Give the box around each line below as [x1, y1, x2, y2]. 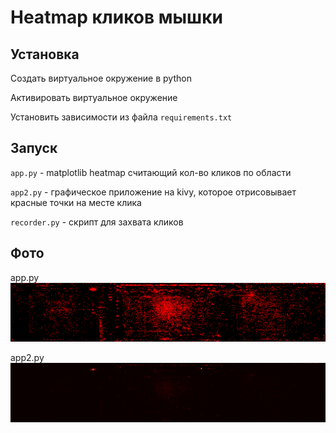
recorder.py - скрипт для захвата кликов [10, 216, 184, 228]
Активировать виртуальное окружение [10, 92, 178, 103]
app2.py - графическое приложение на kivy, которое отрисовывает [10, 186, 297, 198]
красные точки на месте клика [10, 196, 142, 208]
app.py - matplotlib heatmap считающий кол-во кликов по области [10, 166, 292, 178]
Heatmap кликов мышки [10, 6, 223, 29]
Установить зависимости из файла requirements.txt [10, 111, 233, 123]
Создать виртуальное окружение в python [10, 72, 192, 84]
